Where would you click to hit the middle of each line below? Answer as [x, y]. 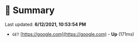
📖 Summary [30, 10]
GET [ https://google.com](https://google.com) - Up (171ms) [73, 34]
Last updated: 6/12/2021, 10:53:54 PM [45, 24]
